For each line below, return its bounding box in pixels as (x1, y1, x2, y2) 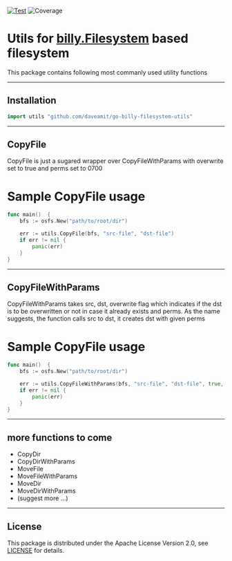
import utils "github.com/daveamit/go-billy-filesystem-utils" (7, 113, 193, 120)
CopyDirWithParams (17, 457, 76, 466)
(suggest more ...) (17, 494, 68, 502)
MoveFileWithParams (17, 472, 78, 480)
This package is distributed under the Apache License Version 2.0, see (7, 539, 209, 547)
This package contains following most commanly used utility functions (7, 68, 208, 76)
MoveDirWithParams (17, 487, 76, 495)
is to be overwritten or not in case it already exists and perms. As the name (7, 307, 220, 316)
